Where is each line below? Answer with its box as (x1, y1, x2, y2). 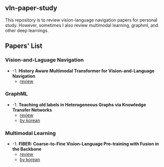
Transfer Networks (12, 107, 52, 113)
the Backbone (12, 146, 42, 152)
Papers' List (5, 42, 43, 50)
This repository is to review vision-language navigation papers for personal (5, 17, 158, 23)
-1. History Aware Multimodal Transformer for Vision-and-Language (12, 67, 155, 73)
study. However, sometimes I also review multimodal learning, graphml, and (5, 22, 159, 28)
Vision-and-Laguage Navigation (5, 57, 84, 64)
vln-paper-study (5, 4, 58, 12)
